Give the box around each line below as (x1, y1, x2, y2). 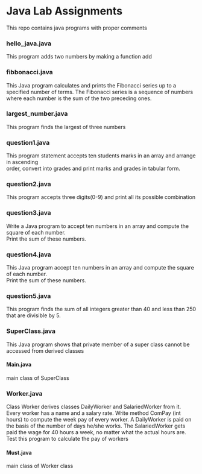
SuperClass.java (6, 327, 56, 335)
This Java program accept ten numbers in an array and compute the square (6, 264, 194, 271)
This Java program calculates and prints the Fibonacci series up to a (6, 81, 177, 89)
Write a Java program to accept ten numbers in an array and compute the (6, 222, 189, 230)
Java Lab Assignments (6, 4, 122, 18)
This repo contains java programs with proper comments (6, 24, 148, 31)
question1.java (6, 138, 50, 147)
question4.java (6, 250, 51, 259)
